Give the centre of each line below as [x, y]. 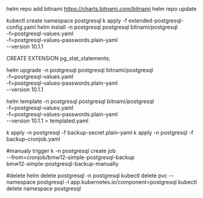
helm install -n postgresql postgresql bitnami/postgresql [108, 27]
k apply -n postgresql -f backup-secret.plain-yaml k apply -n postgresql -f [100, 133]
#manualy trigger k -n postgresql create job [61, 151]
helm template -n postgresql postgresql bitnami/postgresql [80, 101]
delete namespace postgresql [44, 189]
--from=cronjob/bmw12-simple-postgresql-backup [71, 157]
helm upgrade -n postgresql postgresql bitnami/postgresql [80, 70]
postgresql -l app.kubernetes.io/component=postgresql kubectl [117, 182]
